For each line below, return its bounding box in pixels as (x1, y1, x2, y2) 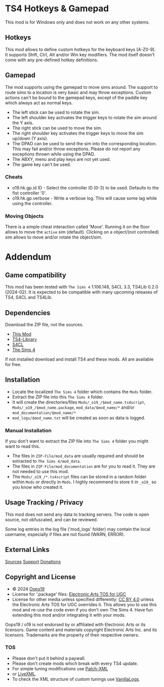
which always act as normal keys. (5, 100, 73, 106)
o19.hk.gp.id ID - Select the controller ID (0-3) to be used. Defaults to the (12, 185, 159, 190)
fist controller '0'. (12, 190, 47, 196)
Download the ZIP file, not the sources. (5, 321, 84, 327)
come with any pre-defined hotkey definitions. (5, 57, 98, 63)
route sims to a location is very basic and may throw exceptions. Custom (5, 89, 152, 95)
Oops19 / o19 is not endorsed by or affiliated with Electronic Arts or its (5, 621, 146, 627)
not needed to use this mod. (12, 469, 70, 475)
